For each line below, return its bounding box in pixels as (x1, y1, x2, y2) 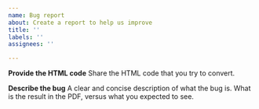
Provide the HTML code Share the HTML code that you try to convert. (8, 69, 235, 78)
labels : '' (8, 33, 44, 41)
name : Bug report (8, 11, 65, 19)
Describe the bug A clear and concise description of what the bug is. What (8, 83, 251, 93)
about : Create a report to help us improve (8, 19, 153, 26)
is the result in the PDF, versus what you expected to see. (8, 92, 195, 101)
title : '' (8, 26, 41, 33)
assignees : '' (8, 40, 55, 48)
